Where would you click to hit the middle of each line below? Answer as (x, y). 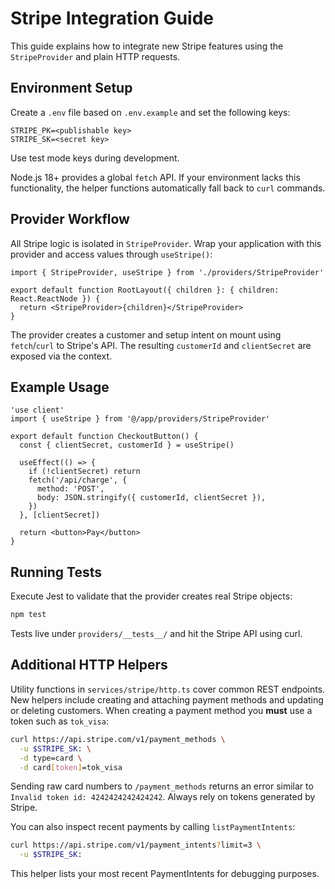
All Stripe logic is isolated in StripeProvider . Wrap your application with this (166, 243)
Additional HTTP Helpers (89, 665)
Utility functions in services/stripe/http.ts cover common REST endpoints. (168, 689)
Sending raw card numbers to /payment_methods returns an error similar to (162, 786)
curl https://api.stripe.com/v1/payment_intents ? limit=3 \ (136, 845)
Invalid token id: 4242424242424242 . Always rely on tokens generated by (163, 797)
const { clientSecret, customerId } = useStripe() (127, 445)
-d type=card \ (51, 758)
